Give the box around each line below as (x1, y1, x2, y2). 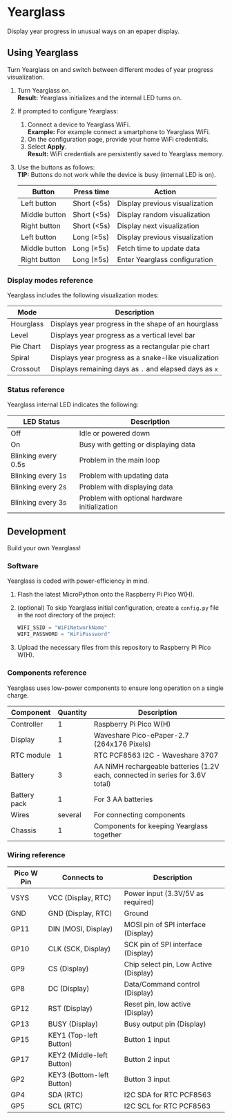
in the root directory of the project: (17, 611, 116, 619)
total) (93, 778, 111, 788)
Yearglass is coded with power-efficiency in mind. (7, 577, 150, 585)
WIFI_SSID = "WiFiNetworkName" (17, 624, 108, 631)
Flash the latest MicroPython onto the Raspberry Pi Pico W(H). (17, 590, 195, 599)
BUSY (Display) (48, 1019, 99, 1029)
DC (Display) (48, 983, 90, 993)
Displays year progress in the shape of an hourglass (50, 319, 219, 329)
